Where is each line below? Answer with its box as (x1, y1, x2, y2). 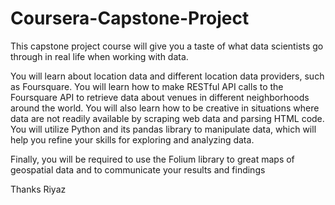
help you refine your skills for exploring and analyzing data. (10, 133, 255, 146)
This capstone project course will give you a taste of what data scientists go (10, 40, 324, 52)
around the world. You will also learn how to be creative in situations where (10, 102, 320, 114)
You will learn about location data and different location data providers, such (10, 70, 325, 82)
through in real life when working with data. (10, 50, 189, 62)
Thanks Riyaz (10, 183, 67, 195)
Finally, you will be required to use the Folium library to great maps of (10, 153, 295, 165)
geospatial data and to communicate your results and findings (10, 163, 266, 176)
